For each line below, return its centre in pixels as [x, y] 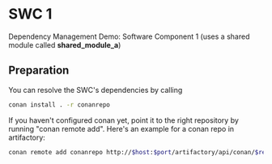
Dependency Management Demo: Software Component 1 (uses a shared [129, 36]
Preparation [39, 71]
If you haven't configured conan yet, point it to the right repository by [123, 120]
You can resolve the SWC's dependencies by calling [96, 90]
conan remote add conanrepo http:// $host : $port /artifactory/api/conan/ [132, 152]
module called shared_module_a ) [65, 44]
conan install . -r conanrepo [59, 105]
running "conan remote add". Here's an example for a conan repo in [121, 128]
